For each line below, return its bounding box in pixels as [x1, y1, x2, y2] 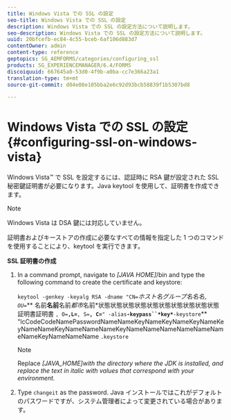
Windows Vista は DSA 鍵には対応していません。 [7, 219, 146, 227]
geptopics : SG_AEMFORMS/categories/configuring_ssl [7, 56, 159, 62]
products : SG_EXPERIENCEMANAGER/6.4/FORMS [7, 62, 131, 69]
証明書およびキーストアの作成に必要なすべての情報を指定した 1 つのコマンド [7, 233, 225, 242]
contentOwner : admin [7, 42, 67, 49]
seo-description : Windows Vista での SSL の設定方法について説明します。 [7, 29, 206, 37]
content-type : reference [7, 49, 79, 56]
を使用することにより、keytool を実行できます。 [7, 242, 144, 251]
